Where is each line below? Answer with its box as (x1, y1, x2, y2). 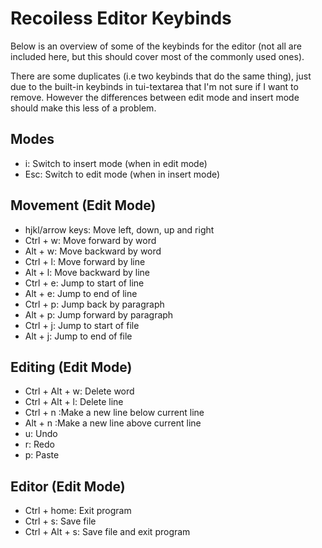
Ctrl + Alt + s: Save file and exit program (24, 526, 191, 538)
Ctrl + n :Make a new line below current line (24, 407, 205, 419)
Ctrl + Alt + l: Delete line (24, 396, 124, 408)
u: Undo (24, 428, 58, 440)
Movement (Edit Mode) (10, 197, 157, 214)
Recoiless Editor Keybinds (10, 7, 232, 30)
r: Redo (24, 438, 55, 451)
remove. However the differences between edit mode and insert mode (10, 91, 300, 103)
